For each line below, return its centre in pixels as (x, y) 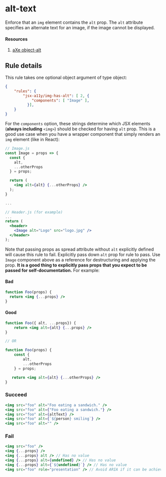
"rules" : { (25, 91)
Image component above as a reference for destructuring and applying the (80, 260)
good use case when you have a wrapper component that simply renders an (83, 134)
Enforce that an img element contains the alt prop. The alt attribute (74, 22)
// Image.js (17, 149)
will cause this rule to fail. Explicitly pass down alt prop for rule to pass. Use (83, 254)
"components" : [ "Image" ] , (61, 100)
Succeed (16, 395)
